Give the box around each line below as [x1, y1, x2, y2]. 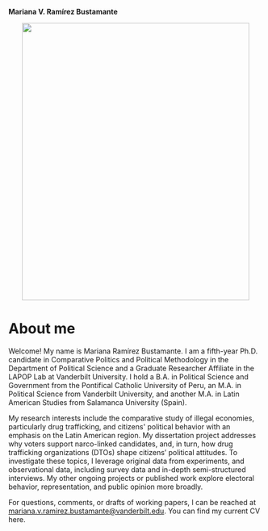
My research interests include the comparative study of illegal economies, [8, 413, 254, 423]
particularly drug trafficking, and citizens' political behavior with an [8, 421, 231, 431]
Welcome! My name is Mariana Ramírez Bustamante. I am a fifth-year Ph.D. [8, 346, 258, 356]
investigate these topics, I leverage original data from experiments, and [8, 456, 245, 466]
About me [8, 320, 76, 338]
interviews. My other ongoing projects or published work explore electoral [8, 473, 254, 483]
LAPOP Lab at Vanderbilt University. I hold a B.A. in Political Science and [8, 371, 249, 382]
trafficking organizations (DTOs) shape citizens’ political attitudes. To [8, 447, 238, 457]
